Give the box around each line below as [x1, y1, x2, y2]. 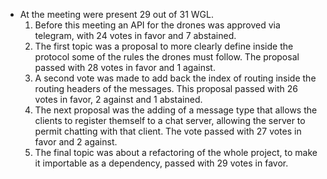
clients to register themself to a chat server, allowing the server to [34, 115, 306, 126]
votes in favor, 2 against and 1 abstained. [34, 94, 203, 105]
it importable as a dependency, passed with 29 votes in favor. [34, 157, 289, 169]
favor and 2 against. [34, 136, 118, 148]
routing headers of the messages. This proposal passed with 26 [34, 83, 298, 94]
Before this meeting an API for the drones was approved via [34, 19, 281, 31]
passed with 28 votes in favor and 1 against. [34, 62, 216, 73]
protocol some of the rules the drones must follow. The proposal [34, 51, 300, 63]
